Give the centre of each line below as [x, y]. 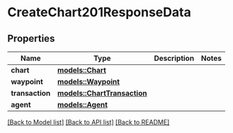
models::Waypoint [89, 82]
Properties [31, 39]
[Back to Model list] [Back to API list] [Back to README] [89, 122]
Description [174, 58]
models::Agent [83, 105]
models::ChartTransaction [102, 93]
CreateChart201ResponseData [99, 12]
